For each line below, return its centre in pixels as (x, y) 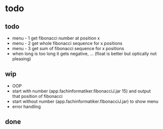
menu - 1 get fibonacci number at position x (56, 38)
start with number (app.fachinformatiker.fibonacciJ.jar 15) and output (81, 91)
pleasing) (21, 59)
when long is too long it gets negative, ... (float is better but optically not (84, 54)
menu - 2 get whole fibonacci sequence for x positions (67, 43)
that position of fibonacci (37, 96)
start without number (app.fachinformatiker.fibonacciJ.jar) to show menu (85, 101)
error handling (26, 106)
